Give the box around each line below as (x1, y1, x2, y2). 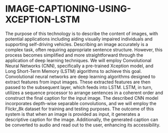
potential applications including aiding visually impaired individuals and (5, 36, 153, 42)
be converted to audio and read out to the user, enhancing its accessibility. (5, 122, 160, 128)
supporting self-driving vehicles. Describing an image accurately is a (5, 41, 148, 47)
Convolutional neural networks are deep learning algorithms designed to (5, 73, 155, 79)
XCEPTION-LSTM (5, 14, 80, 25)
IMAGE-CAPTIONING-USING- (5, 3, 131, 15)
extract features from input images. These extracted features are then (5, 79, 150, 85)
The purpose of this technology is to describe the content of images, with (5, 30, 158, 36)
